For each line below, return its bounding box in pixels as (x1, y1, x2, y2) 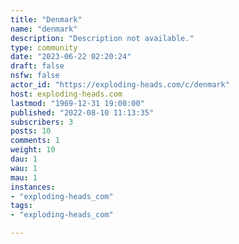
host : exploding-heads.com (10, 89, 123, 99)
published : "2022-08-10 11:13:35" (10, 107, 155, 118)
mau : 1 (10, 172, 38, 183)
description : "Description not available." (10, 33, 195, 43)
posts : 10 (10, 126, 52, 136)
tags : (10, 201, 33, 211)
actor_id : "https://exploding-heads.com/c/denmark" (10, 80, 230, 90)
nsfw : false (10, 71, 60, 81)
